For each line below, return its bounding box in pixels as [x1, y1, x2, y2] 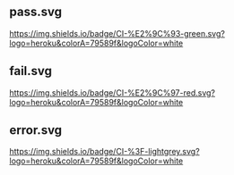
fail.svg [9, 63, 52, 79]
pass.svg [9, 4, 63, 20]
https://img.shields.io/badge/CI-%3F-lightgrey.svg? [9, 146, 200, 157]
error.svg [9, 122, 63, 138]
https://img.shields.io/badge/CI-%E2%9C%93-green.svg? [9, 28, 226, 38]
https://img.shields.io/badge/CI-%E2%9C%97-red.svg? [9, 87, 216, 98]
